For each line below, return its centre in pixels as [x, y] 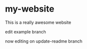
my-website [30, 9]
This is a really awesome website [38, 22]
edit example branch [26, 32]
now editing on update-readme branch [44, 41]
